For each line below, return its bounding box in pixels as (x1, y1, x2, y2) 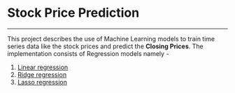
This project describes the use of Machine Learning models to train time (7, 34, 215, 43)
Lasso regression (17, 78, 68, 86)
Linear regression (17, 63, 69, 71)
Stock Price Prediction (7, 5, 140, 21)
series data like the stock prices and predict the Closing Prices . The (7, 42, 204, 50)
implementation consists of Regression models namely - (7, 49, 169, 57)
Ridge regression (17, 70, 67, 78)
